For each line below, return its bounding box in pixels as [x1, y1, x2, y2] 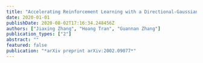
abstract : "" [6, 37, 39, 43]
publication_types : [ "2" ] [6, 31, 71, 37]
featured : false [6, 43, 47, 49]
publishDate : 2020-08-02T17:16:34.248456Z [6, 20, 115, 26]
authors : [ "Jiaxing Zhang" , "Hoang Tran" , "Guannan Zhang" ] [6, 25, 161, 32]
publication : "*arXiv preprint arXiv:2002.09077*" [6, 48, 137, 54]
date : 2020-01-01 [6, 14, 50, 20]
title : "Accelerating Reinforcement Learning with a [6, 8, 142, 15]
